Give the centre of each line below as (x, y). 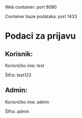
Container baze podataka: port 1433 (41, 16)
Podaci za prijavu (41, 36)
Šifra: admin (17, 111)
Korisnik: (19, 54)
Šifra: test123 (18, 75)
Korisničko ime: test (25, 66)
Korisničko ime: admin (27, 102)
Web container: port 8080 (31, 7)
